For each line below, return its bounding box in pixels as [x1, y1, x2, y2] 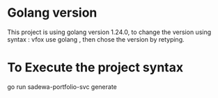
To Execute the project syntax [7, 60, 183, 76]
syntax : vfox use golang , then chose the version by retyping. [7, 35, 185, 43]
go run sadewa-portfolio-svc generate [7, 82, 117, 91]
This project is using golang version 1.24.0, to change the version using [7, 28, 212, 36]
